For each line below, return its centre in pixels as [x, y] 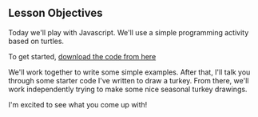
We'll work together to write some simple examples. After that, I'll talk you [129, 72]
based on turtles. [36, 41]
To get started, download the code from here [82, 56]
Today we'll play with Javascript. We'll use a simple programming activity [129, 32]
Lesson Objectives [56, 13]
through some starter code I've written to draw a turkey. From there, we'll [129, 80]
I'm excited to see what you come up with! [78, 104]
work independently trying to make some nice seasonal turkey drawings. [128, 89]
